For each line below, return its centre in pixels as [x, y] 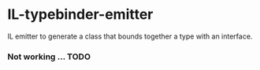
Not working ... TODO [49, 57]
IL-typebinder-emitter [80, 15]
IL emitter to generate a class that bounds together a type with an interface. [130, 36]
